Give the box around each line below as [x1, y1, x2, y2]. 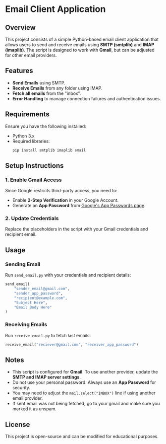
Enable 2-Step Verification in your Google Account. [12, 197, 119, 203]
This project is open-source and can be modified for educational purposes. [5, 434, 159, 440]
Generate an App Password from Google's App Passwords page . [12, 203, 146, 209]
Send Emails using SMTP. [12, 79, 65, 85]
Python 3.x [12, 133, 35, 139]
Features [5, 67, 33, 75]
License [5, 420, 30, 429]
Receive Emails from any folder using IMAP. [12, 85, 103, 91]
